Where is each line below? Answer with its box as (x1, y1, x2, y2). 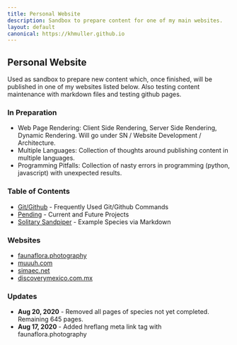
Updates (7, 291, 37, 301)
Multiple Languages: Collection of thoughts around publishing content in (17, 146, 229, 155)
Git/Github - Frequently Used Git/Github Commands (17, 202, 168, 211)
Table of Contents (7, 187, 71, 197)
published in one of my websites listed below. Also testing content (7, 83, 200, 91)
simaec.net (17, 266, 50, 274)
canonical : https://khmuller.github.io (7, 30, 125, 37)
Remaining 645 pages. (17, 315, 83, 324)
